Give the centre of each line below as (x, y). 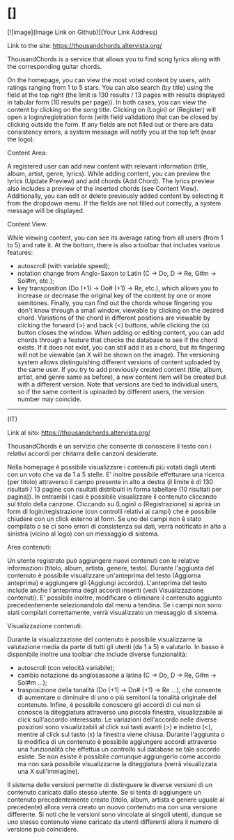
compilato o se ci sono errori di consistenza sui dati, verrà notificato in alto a (117, 526)
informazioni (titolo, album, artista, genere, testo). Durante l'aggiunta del (111, 568)
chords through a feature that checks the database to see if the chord (117, 340)
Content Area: (27, 153)
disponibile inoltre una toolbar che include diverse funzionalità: (97, 654)
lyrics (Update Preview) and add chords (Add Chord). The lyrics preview (111, 181)
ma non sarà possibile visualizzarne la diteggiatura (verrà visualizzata (117, 763)
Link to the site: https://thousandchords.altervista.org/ (85, 45)
